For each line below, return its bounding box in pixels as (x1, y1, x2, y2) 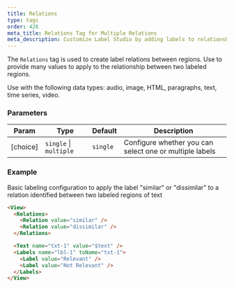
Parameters (7, 109, 47, 118)
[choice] (10, 142, 39, 152)
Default (91, 126, 117, 136)
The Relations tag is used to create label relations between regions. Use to (7, 55, 223, 63)
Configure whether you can (123, 138, 214, 147)
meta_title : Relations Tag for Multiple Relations (7, 29, 157, 37)
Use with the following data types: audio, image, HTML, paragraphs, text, (7, 83, 217, 92)
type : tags (7, 17, 39, 24)
